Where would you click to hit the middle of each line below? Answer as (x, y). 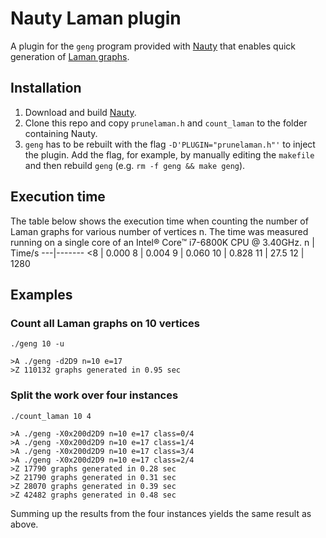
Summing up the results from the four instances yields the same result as (161, 513)
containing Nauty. (61, 133)
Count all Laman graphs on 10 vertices (105, 323)
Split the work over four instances (94, 395)
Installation (46, 88)
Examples (41, 294)
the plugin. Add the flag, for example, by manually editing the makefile (169, 154)
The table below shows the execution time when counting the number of (159, 221)
